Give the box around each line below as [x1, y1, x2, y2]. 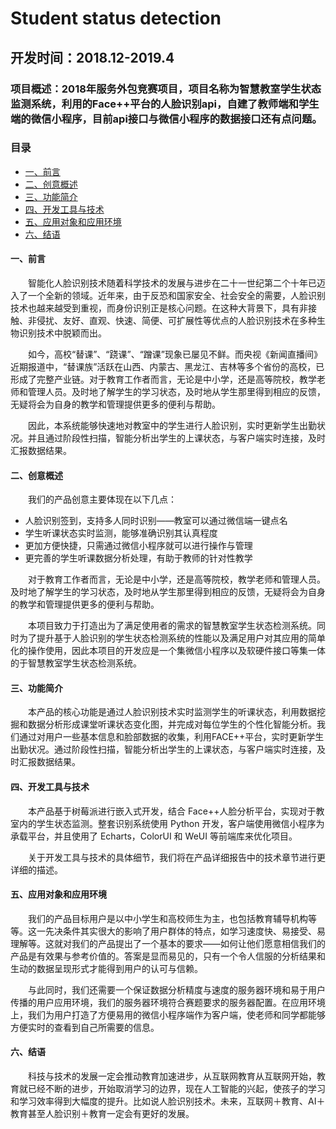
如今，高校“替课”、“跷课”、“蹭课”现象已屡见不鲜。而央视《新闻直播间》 [27, 348, 323, 360]
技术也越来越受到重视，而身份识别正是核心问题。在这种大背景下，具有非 [10, 302, 308, 314]
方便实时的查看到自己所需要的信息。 [10, 1021, 160, 1033]
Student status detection [10, 7, 222, 30]
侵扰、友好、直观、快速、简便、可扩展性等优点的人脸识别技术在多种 [36, 315, 317, 326]
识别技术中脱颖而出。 [18, 327, 107, 339]
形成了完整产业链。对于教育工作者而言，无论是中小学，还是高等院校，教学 [10, 373, 317, 385]
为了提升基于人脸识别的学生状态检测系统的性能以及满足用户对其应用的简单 [18, 632, 326, 644]
